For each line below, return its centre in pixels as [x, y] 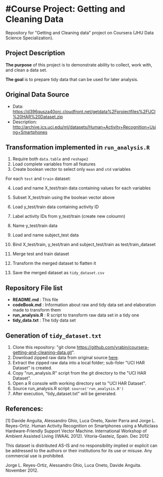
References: [24, 409]
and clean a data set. [26, 70]
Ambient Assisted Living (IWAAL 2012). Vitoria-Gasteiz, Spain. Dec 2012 [77, 436]
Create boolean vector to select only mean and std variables [72, 169]
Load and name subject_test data [45, 235]
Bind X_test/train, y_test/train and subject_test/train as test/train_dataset [84, 245]
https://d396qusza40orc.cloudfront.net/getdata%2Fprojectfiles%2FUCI [84, 111]
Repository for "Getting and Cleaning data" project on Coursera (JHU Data [80, 33]
